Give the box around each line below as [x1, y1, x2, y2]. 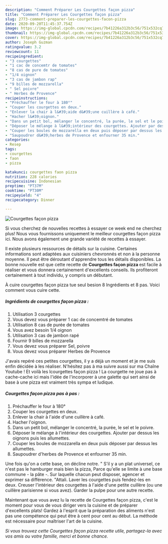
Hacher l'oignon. [12, 419, 47, 425]
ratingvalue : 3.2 [5, 44, 41, 49]
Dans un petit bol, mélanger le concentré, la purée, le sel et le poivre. [12, 424, 155, 430]
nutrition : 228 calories [5, 174, 57, 179]
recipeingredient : [5, 53, 43, 59]
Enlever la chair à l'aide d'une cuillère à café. [12, 414, 105, 420]
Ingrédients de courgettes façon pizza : [5, 298, 89, 305]
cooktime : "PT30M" [5, 188, 43, 193]
